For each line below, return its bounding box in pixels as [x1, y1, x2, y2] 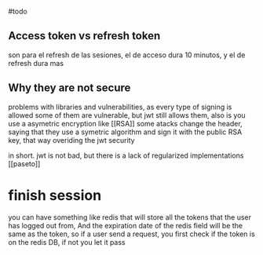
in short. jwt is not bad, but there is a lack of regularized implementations [8, 151, 244, 160]
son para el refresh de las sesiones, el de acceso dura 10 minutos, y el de [8, 50, 246, 60]
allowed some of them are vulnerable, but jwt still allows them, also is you [8, 110, 246, 120]
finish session [8, 186, 102, 204]
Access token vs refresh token [8, 29, 161, 42]
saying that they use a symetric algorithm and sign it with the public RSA [8, 127, 243, 137]
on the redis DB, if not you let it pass [8, 237, 126, 246]
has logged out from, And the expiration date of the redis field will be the [8, 220, 243, 230]
